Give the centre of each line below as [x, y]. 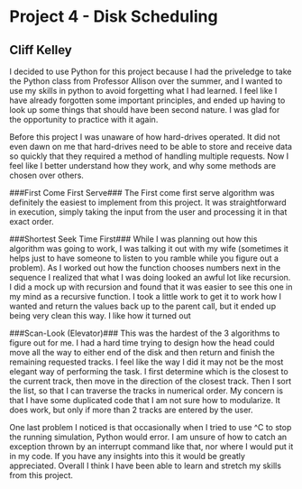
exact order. [32, 221]
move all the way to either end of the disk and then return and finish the [142, 352]
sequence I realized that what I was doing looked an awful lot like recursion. [150, 277]
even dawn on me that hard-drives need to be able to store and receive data [151, 147]
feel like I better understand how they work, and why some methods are [143, 166]
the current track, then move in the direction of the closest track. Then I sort [150, 381]
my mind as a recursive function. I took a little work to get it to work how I [146, 296]
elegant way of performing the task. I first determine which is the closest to [149, 371]
